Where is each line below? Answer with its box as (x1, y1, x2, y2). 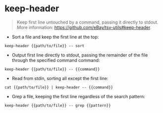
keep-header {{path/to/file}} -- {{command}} (4, 67, 100, 72)
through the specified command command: (11, 57, 100, 63)
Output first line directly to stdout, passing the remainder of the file (11, 52, 148, 58)
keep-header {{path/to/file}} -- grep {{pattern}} (4, 103, 111, 108)
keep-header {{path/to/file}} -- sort (4, 43, 84, 48)
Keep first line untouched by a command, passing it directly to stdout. (16, 19, 159, 25)
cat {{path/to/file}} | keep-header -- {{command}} (4, 85, 113, 90)
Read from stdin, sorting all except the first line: (11, 75, 109, 81)
